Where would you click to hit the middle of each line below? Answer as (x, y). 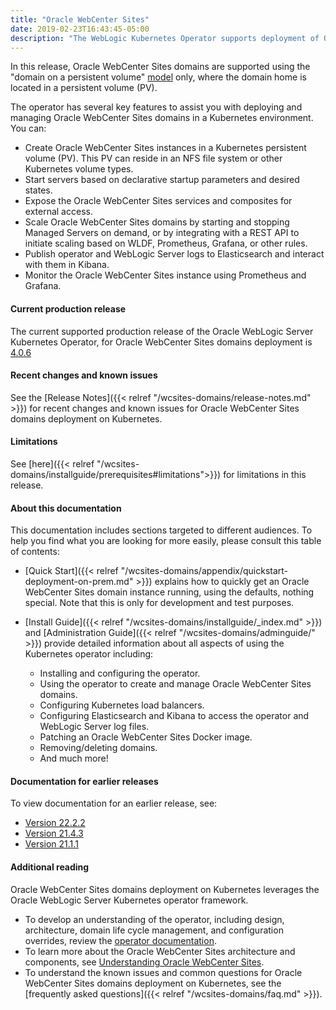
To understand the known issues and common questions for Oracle (163, 972)
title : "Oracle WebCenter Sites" (80, 19)
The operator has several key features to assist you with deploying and (156, 107)
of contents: (35, 552)
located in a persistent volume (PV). (84, 88)
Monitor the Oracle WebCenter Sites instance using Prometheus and (165, 275)
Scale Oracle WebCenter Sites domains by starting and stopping (157, 222)
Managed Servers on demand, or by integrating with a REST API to (162, 233)
